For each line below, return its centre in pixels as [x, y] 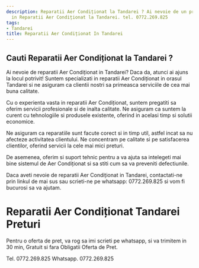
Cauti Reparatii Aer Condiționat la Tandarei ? [90, 58]
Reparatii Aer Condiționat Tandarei [93, 212]
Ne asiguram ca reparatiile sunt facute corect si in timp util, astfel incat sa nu [99, 133]
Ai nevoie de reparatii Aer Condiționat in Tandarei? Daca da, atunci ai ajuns [97, 72]
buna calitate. [23, 91]
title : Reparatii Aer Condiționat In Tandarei [65, 34]
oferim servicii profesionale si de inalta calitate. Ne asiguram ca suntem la [96, 109]
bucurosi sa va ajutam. [34, 187]
